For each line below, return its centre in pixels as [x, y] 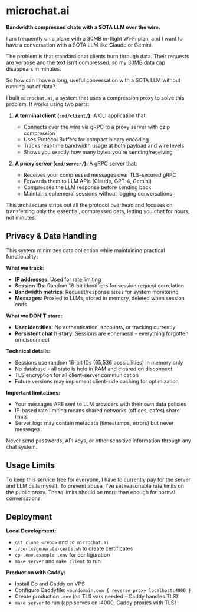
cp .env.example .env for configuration [62, 555]
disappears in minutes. [34, 68]
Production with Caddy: [36, 573]
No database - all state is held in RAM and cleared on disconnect [93, 369]
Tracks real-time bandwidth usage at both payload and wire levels [104, 145]
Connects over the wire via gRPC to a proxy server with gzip [97, 127]
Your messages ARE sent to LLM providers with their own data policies [101, 404]
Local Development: [31, 531]
